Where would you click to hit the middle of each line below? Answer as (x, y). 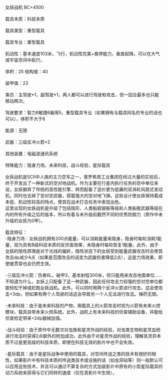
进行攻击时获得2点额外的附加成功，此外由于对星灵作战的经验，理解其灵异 (81, 336)
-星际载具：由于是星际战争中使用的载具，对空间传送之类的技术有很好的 (78, 354)
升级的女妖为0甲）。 (25, 221)
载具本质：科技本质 (25, 19)
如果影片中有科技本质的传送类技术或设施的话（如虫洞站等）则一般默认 (86, 360)
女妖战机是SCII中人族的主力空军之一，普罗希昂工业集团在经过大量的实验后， (84, 177)
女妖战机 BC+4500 (24, 7)
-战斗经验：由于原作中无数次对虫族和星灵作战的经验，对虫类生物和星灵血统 (83, 330)
